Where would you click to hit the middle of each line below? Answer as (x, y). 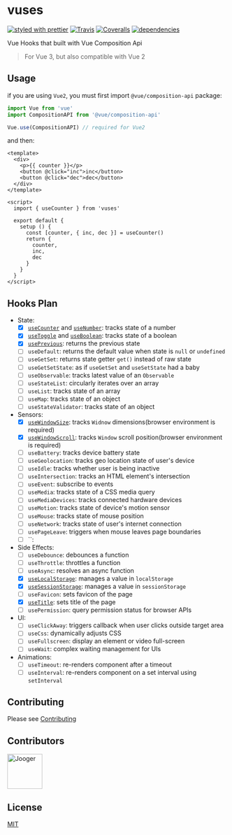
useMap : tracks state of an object (74, 399)
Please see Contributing (42, 719)
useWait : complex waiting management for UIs (94, 649)
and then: (21, 141)
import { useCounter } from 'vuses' (67, 208)
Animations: (35, 657)
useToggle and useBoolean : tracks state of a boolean (102, 336)
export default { (39, 221)
